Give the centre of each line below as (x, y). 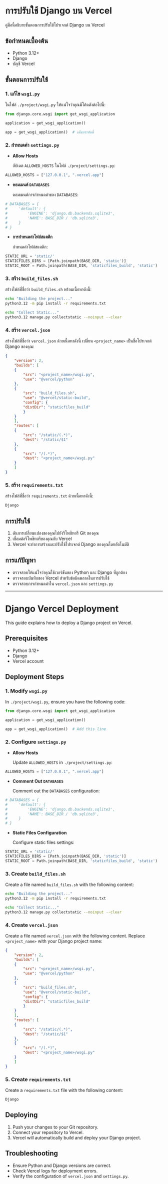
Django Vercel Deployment (62, 609)
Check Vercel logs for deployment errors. (55, 1170)
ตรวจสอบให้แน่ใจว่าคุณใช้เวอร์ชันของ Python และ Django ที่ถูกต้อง (70, 572)
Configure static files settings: (43, 842)
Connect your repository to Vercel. (48, 1132)
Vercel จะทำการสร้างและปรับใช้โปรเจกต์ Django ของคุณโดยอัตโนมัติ (70, 544)
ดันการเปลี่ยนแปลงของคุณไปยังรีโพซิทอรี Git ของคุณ (55, 533)
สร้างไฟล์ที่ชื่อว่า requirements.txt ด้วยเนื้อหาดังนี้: (49, 496)
